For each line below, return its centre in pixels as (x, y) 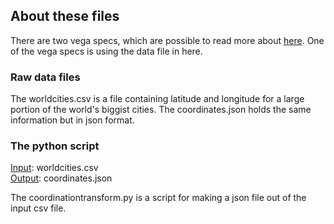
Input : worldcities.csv (54, 168)
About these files (65, 16)
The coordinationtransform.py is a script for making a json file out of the (158, 198)
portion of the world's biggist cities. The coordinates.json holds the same (161, 110)
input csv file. (38, 208)
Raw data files (45, 77)
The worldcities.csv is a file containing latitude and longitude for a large (157, 99)
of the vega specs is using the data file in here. (106, 51)
